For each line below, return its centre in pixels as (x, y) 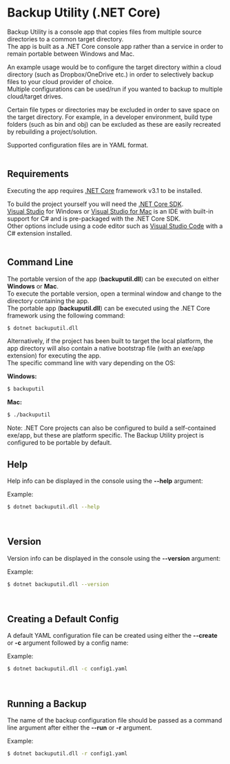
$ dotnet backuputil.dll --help (53, 507)
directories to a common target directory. (65, 39)
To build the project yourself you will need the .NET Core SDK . (95, 204)
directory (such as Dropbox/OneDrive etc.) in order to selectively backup (111, 74)
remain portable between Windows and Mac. (71, 54)
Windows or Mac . (33, 286)
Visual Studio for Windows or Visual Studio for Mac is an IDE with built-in (110, 211)
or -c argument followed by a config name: (68, 643)
